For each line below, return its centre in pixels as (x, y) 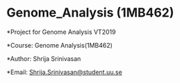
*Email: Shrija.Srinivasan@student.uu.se (64, 72)
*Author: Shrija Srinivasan (44, 58)
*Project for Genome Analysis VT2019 (61, 32)
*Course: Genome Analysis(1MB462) (59, 45)
